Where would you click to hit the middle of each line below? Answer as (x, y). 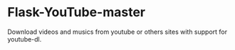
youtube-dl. (25, 39)
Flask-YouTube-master (77, 12)
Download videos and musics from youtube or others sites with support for (117, 32)
